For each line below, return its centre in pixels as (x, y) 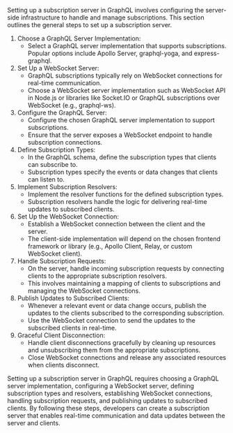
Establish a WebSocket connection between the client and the (116, 224)
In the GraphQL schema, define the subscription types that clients (122, 157)
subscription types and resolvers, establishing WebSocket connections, (110, 393)
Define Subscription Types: (56, 150)
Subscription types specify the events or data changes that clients (122, 172)
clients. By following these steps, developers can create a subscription (109, 408)
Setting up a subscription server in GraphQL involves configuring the (105, 10)
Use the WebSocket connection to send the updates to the (112, 320)
